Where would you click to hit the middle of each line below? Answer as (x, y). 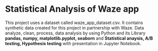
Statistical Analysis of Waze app (72, 9)
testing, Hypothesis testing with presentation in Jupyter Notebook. (73, 43)
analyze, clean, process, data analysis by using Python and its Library (75, 33)
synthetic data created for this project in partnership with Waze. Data (75, 27)
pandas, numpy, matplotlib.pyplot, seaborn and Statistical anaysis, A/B (79, 38)
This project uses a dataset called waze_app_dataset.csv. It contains (74, 23)
